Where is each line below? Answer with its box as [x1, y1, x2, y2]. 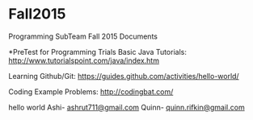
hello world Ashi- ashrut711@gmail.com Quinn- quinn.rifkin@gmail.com [8, 102, 245, 112]
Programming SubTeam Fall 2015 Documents [8, 31, 158, 41]
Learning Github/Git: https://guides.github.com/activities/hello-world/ [8, 71, 240, 81]
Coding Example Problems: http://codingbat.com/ [8, 86, 174, 97]
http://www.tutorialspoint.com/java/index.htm [8, 56, 160, 65]
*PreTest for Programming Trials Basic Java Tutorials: [8, 47, 188, 56]
